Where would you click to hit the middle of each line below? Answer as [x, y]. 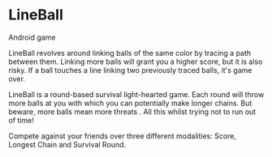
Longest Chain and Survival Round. [67, 144]
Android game [32, 37]
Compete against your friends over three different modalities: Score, [123, 136]
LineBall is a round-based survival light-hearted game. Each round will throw [136, 94]
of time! [21, 120]
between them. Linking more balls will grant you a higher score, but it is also [136, 62]
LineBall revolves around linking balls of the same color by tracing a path [130, 53]
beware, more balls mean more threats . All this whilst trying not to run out [132, 112]
